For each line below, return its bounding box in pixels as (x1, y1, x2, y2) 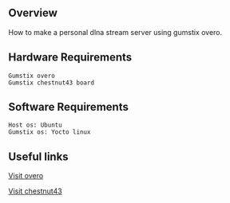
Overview (8, 6, 58, 20)
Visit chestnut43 (8, 186, 62, 196)
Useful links (8, 150, 69, 163)
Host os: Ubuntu (8, 121, 62, 130)
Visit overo (8, 171, 44, 181)
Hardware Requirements (8, 51, 133, 64)
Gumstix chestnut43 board (8, 79, 94, 87)
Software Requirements (8, 100, 129, 114)
